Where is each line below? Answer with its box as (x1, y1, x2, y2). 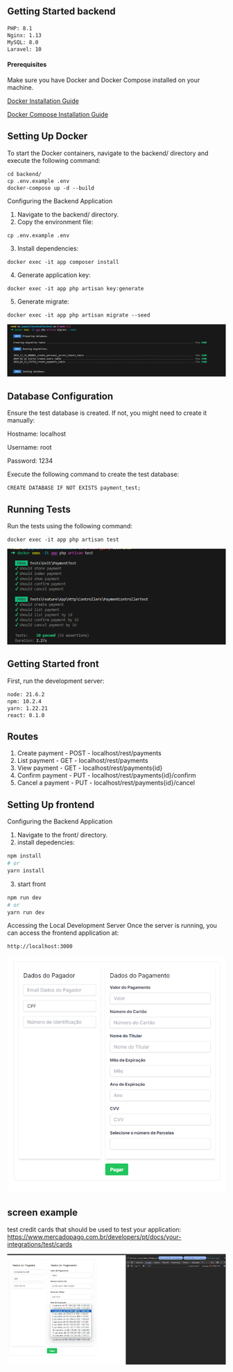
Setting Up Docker (7, 130, 88, 142)
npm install (7, 853, 42, 860)
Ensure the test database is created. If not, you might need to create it (7, 409, 207, 417)
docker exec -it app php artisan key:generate (7, 285, 144, 292)
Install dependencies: (17, 244, 79, 253)
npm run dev (7, 894, 42, 901)
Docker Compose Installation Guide (7, 111, 109, 119)
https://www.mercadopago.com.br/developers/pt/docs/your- (7, 1232, 182, 1241)
